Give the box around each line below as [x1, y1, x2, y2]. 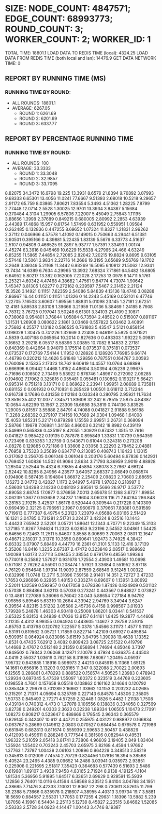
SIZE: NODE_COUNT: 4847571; [5, 3, 131, 14]
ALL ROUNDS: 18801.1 [12, 100, 56, 106]
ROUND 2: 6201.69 [19, 115, 57, 121]
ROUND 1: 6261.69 [19, 110, 57, 116]
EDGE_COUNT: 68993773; [5, 13, 113, 24]
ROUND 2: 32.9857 [19, 176, 58, 182]
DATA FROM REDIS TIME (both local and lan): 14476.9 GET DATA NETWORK [5, 55, 156, 61]
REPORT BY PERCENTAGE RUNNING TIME [5, 135, 134, 143]
